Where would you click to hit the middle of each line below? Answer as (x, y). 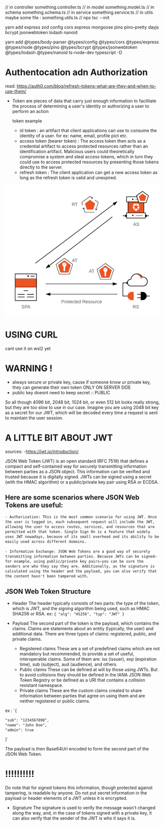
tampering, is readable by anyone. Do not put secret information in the (76, 793)
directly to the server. (41, 167)
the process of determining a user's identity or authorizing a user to (81, 106)
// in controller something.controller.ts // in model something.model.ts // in (80, 7)
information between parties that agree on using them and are (82, 696)
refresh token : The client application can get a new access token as (89, 172)
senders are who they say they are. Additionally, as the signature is (80, 566)
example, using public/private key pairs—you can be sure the (79, 562)
